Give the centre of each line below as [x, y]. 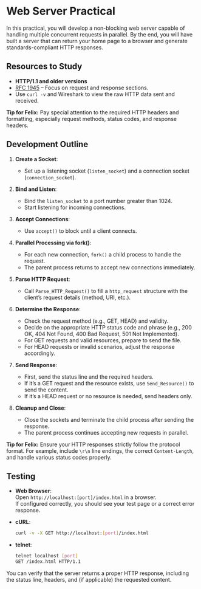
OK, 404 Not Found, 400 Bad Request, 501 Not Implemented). [101, 334]
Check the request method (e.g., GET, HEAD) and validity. [96, 321]
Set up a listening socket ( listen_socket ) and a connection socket [107, 171]
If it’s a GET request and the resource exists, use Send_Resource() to [109, 383]
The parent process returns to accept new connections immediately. [110, 267]
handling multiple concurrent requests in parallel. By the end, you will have [100, 34]
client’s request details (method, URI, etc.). [77, 297]
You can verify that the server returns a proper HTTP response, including [98, 573]
